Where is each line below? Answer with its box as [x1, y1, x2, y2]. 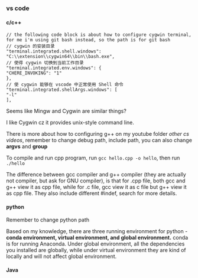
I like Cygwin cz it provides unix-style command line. [6, 119, 135, 126]
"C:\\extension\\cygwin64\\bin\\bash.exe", [6, 54, 115, 60]
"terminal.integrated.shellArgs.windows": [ [6, 87, 118, 93]
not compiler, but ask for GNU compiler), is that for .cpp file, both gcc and [6, 177, 186, 184]
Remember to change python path [6, 217, 90, 224]
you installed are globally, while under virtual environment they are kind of [6, 247, 186, 254]
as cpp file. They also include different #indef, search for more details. [6, 190, 177, 197]
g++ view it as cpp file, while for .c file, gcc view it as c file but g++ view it [6, 184, 187, 191]
